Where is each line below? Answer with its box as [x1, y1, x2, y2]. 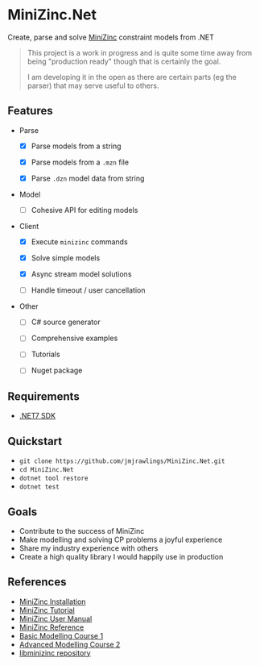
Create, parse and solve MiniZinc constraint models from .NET [7, 32, 214, 42]
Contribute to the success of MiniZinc [19, 526, 145, 535]
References [7, 575, 67, 589]
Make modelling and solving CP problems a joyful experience [19, 535, 223, 544]
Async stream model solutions [31, 269, 132, 279]
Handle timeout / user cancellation [31, 285, 146, 295]
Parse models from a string [31, 141, 122, 151]
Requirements [7, 389, 80, 403]
